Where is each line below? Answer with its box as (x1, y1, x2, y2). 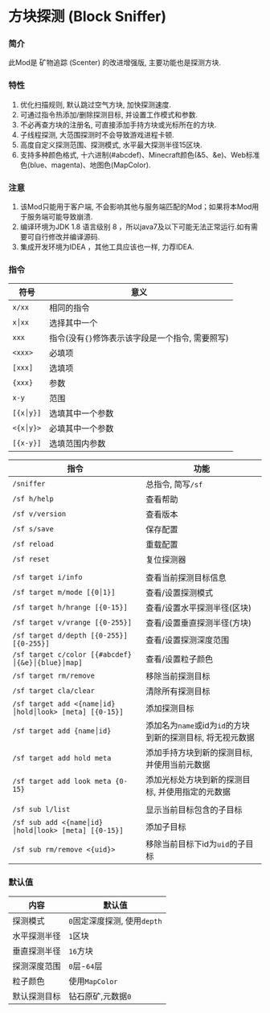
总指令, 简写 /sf (145, 479, 203, 490)
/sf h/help (12, 494, 54, 503)
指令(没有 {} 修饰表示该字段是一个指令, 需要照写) (49, 333, 229, 344)
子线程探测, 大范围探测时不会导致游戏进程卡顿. (19, 129, 174, 139)
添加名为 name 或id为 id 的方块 (145, 720, 251, 732)
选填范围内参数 (49, 438, 106, 449)
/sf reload (12, 539, 54, 549)
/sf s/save (12, 524, 54, 534)
